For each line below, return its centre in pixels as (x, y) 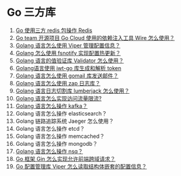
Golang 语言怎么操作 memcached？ (60, 136)
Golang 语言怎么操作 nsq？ (49, 151)
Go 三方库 (31, 12)
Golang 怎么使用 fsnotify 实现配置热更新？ (68, 53)
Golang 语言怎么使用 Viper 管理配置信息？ (68, 45)
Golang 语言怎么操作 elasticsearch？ (61, 113)
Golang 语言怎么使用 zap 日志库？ (58, 83)
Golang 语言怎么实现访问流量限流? (58, 98)
